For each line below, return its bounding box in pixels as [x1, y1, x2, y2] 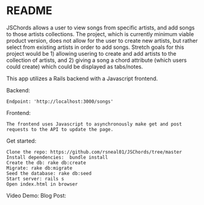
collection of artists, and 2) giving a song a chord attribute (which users [6, 56, 187, 64]
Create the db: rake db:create [6, 160, 86, 166]
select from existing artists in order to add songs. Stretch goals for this [6, 43, 184, 51]
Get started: [6, 137, 37, 144]
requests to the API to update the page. [6, 126, 114, 132]
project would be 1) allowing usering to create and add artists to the [6, 50, 176, 57]
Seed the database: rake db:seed [6, 170, 92, 176]
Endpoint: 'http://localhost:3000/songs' [6, 99, 114, 105]
